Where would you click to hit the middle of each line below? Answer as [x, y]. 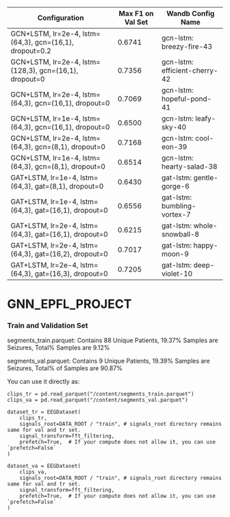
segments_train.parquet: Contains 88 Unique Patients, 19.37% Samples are [113, 340]
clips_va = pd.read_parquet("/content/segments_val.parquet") [98, 400]
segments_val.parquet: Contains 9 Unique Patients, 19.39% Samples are [108, 361]
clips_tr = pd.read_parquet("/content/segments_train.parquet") [101, 394]
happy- [206, 245]
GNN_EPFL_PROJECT [69, 304]
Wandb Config [191, 13]
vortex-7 [176, 214]
